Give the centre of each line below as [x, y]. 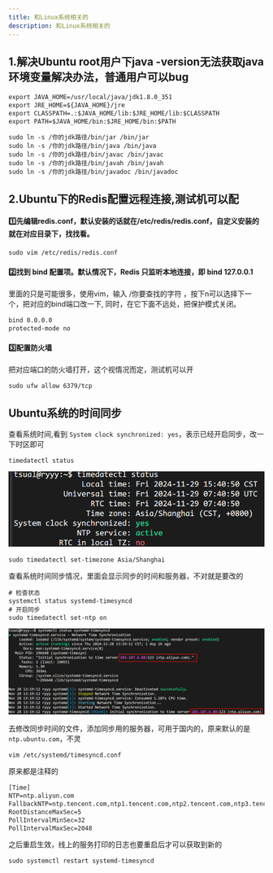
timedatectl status [41, 461]
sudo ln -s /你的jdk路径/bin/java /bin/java [82, 146]
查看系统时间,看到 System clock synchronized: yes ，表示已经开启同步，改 [133, 434]
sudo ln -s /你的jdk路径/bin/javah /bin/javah [86, 164]
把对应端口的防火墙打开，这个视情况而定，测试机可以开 [101, 369]
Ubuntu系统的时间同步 [65, 413]
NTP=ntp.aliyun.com [41, 796]
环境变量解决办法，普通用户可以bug [99, 77]
